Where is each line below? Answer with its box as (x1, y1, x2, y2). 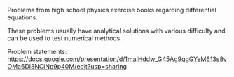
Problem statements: (7, 48, 67, 55)
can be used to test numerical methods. (7, 34, 123, 42)
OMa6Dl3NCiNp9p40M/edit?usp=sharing (7, 62, 128, 70)
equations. (7, 13, 38, 22)
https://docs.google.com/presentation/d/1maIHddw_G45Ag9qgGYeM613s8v (7, 55, 228, 63)
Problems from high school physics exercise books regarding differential (7, 6, 217, 14)
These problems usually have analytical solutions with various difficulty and (7, 27, 226, 35)
